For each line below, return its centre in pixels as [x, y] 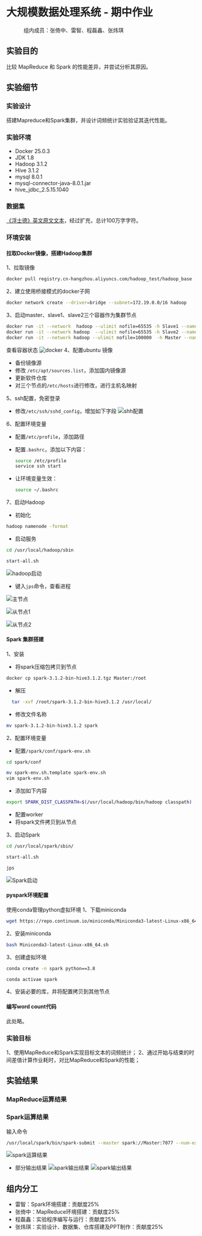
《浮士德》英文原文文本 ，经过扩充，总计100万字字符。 [74, 221]
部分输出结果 [31, 1168]
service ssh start [38, 466]
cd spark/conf [24, 762]
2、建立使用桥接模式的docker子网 [48, 291]
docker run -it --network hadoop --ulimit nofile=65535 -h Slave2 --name [102, 332]
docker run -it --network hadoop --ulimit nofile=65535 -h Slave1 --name [102, 326]
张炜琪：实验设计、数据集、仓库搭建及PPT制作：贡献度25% [89, 1227]
